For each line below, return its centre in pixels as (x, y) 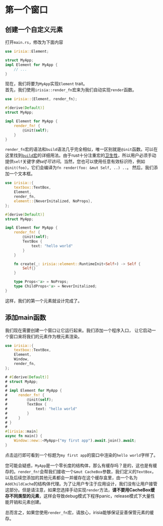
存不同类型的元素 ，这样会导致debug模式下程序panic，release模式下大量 (78, 496)
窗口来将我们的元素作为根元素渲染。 (45, 336)
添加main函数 (26, 318)
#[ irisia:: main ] (21, 432)
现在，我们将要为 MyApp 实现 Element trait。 (46, 84)
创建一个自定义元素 (34, 30)
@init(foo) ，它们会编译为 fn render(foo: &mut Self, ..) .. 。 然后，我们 (79, 168)
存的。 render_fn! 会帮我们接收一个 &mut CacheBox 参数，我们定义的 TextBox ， (81, 471)
